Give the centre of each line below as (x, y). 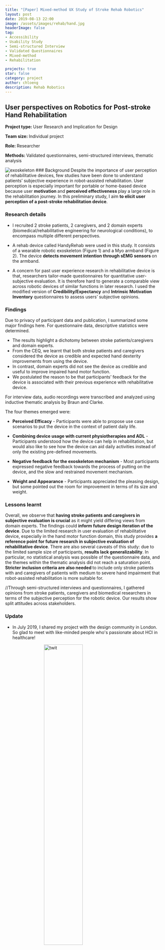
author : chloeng (22, 83)
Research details (26, 214)
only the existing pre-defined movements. (55, 452)
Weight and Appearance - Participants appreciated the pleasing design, (86, 482)
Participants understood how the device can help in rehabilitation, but (83, 441)
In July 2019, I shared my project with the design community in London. (85, 627)
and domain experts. (33, 346)
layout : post (18, 14)
